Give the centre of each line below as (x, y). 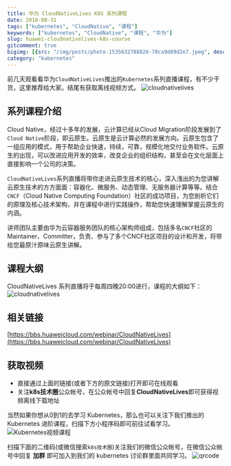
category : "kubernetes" (41, 59)
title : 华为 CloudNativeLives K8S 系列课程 (67, 13)
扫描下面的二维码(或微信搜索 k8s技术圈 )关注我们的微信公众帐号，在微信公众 (112, 447)
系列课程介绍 (34, 111)
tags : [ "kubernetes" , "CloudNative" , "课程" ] (73, 26)
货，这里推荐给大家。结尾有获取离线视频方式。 (73, 88)
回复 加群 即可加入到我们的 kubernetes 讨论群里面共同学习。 (105, 455)
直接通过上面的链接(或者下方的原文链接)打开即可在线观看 (98, 383)
